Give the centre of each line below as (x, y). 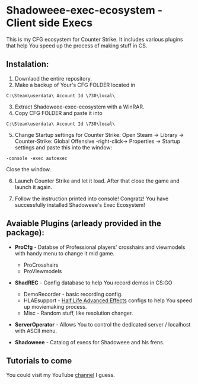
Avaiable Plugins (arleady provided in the (84, 224)
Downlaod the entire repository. (53, 78)
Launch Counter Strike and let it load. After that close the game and (97, 181)
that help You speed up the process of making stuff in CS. (77, 46)
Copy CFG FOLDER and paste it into (58, 113)
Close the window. (29, 169)
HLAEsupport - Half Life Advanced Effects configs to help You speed (108, 300)
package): (25, 233)
